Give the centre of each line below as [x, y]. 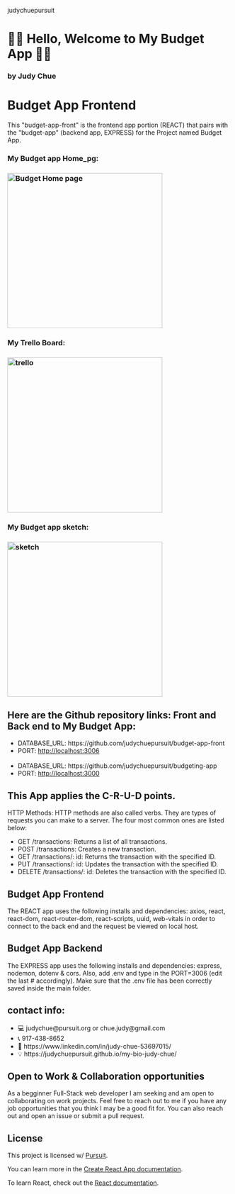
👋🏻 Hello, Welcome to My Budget [106, 39]
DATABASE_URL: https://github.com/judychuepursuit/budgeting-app [117, 766]
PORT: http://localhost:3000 [59, 774]
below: [17, 828]
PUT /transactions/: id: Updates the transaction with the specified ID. [118, 864]
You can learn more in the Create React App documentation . [95, 1169]
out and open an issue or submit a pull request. [76, 1116]
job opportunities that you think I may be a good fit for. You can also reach [115, 1108]
